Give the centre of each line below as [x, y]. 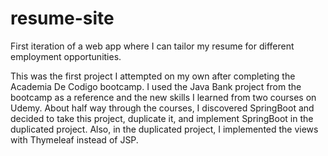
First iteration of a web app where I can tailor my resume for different [152, 46]
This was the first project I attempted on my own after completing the [153, 76]
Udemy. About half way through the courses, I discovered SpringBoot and [162, 108]
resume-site [62, 18]
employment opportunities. [66, 56]
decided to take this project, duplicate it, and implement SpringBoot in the [162, 118]
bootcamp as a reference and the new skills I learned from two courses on [163, 97]
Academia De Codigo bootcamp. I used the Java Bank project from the [156, 86]
